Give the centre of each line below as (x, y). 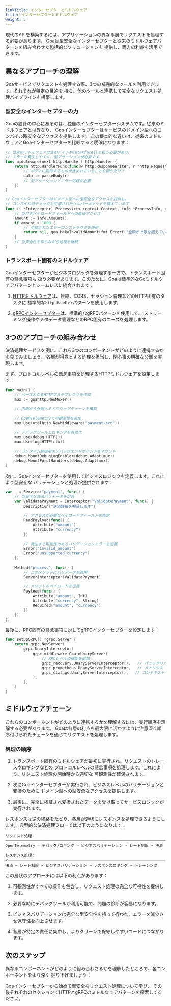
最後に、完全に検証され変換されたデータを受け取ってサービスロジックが (88, 802)
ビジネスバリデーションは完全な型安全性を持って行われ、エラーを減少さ (88, 914)
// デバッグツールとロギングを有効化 (48, 432)
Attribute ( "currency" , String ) (66, 601)
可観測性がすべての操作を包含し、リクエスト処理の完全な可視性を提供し (88, 886)
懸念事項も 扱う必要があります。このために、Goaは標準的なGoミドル (86, 279)
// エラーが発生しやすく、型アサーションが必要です (52, 157)
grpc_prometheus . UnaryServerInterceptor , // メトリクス (102, 668)
